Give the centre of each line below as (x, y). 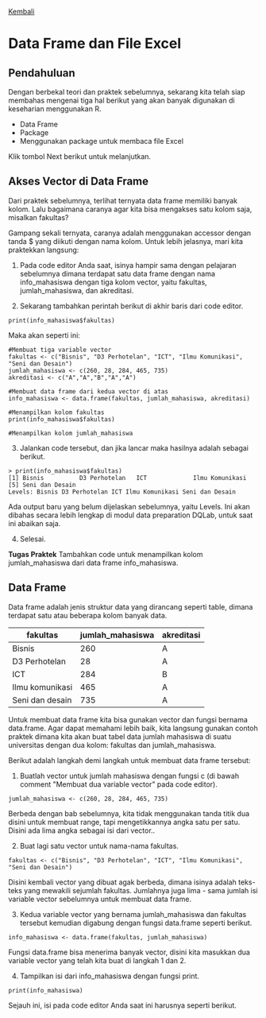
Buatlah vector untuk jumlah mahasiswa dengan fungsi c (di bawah (129, 776)
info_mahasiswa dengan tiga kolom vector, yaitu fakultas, (114, 282)
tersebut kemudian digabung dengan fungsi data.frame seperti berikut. (136, 923)
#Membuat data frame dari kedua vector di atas (89, 391)
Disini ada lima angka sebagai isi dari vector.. (82, 830)
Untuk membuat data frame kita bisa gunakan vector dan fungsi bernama (128, 719)
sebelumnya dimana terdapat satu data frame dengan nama (118, 273)
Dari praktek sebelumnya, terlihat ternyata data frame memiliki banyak (123, 200)
